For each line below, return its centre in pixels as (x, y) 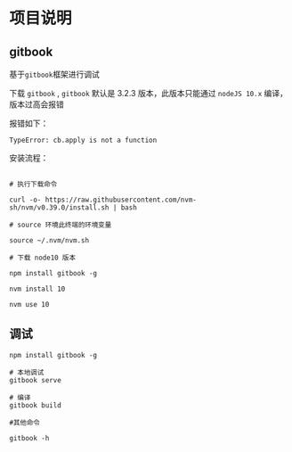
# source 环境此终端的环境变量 (61, 225)
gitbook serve (36, 380)
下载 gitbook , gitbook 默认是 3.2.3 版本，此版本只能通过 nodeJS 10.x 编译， (148, 93)
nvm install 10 (37, 289)
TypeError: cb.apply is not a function (83, 140)
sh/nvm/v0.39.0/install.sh (59, 208)
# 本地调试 (27, 372)
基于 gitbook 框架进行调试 (55, 74)
